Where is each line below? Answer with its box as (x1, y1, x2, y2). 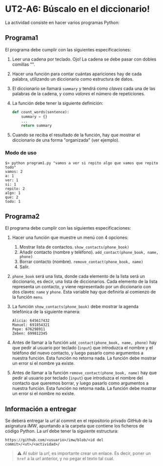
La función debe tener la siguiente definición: (12, 100, 103, 106)
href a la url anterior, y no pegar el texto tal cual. (17, 456, 115, 462)
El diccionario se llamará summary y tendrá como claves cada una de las (12, 85, 156, 91)
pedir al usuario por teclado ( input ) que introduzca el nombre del (12, 375, 143, 381)
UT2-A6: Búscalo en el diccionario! (5, 3, 150, 15)
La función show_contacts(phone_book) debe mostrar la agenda (12, 304, 139, 310)
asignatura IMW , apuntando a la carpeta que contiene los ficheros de (5, 423, 144, 429)
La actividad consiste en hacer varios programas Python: (5, 20, 120, 25)
